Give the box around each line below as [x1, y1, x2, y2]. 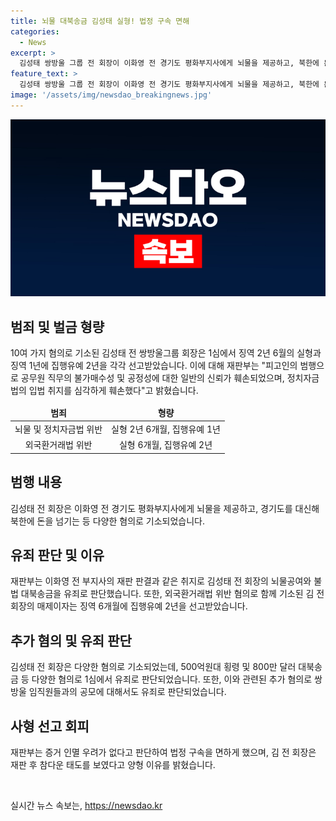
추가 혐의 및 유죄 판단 [10, 632, 132, 649]
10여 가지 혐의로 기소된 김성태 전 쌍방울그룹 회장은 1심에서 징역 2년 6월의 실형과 [10, 347, 322, 359]
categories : [10, 26, 60, 37]
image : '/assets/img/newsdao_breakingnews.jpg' [10, 90, 213, 100]
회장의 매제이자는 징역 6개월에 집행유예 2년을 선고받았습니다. [10, 600, 248, 612]
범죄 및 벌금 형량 [10, 318, 105, 335]
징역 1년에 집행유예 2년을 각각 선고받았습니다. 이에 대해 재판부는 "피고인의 [10, 360, 298, 372]
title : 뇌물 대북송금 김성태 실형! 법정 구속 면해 [10, 16, 190, 26]
